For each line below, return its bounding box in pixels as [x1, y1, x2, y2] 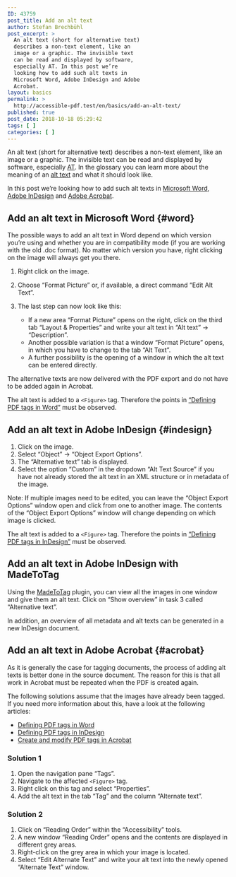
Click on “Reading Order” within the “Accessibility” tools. [17, 825, 182, 834]
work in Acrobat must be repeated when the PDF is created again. [7, 678, 199, 686]
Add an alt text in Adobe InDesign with [7, 558, 178, 570]
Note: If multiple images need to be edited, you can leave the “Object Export [7, 494, 228, 502]
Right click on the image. [17, 267, 89, 276]
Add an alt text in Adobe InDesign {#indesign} [7, 423, 213, 435]
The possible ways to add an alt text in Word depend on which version [7, 231, 211, 240]
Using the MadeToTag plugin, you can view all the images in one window [7, 587, 218, 596]
